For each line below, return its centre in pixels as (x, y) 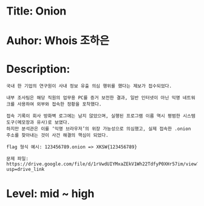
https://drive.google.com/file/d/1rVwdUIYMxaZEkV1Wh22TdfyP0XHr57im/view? (103, 164)
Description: (38, 69)
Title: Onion (36, 11)
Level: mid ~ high (50, 194)
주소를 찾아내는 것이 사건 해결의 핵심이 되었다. (57, 135)
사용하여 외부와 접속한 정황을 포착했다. (59, 104)
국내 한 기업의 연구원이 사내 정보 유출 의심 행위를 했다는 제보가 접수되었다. (89, 86)
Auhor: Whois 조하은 (58, 41)
